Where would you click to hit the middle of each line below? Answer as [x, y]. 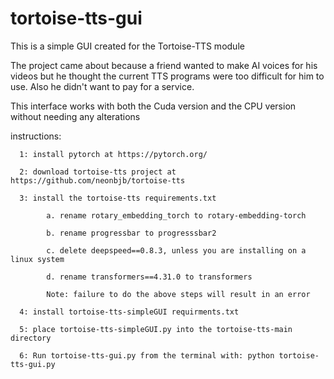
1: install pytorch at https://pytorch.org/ [113, 154]
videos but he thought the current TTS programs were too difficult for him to [167, 76]
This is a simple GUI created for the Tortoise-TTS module [127, 46]
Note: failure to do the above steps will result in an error [178, 294]
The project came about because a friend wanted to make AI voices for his [164, 65]
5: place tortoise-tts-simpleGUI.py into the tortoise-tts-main [156, 329]
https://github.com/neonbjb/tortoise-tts [98, 180]
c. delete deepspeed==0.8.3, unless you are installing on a [176, 250]
